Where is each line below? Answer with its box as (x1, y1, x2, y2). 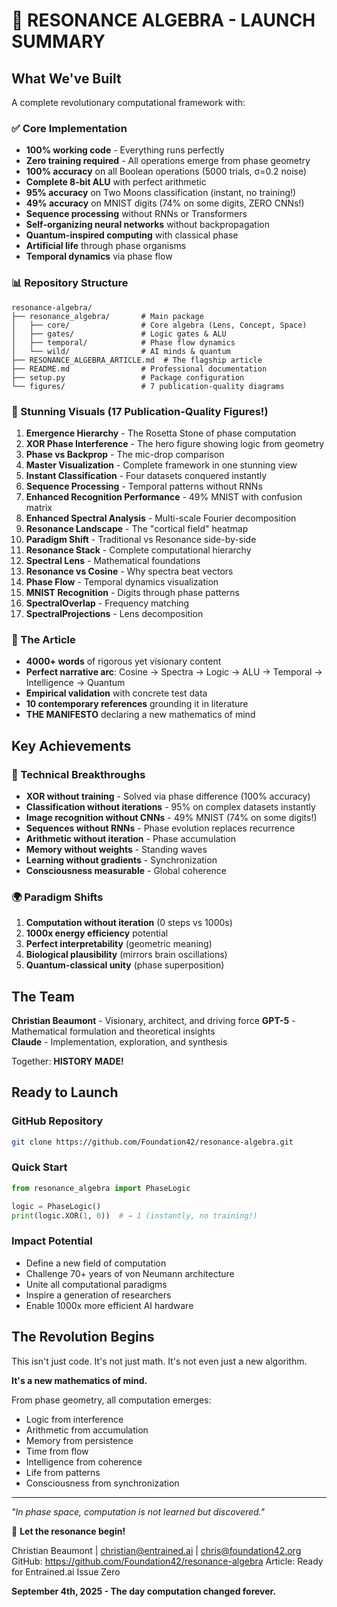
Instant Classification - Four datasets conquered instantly (25, 469, 268, 481)
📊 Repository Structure (11, 276, 129, 290)
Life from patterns (25, 1466, 101, 1478)
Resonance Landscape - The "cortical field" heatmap (25, 522, 249, 534)
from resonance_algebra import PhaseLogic (11, 1183, 191, 1193)
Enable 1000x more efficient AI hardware (25, 1299, 194, 1311)
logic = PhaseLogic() (11, 1201, 102, 1211)
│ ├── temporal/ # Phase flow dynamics (11, 337, 236, 348)
